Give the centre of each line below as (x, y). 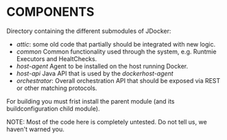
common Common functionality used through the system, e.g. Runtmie (116, 51)
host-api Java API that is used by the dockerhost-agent (95, 73)
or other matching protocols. (57, 88)
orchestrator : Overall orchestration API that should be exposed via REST (118, 80)
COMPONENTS (50, 12)
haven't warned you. (35, 129)
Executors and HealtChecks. (57, 58)
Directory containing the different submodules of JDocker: (89, 31)
